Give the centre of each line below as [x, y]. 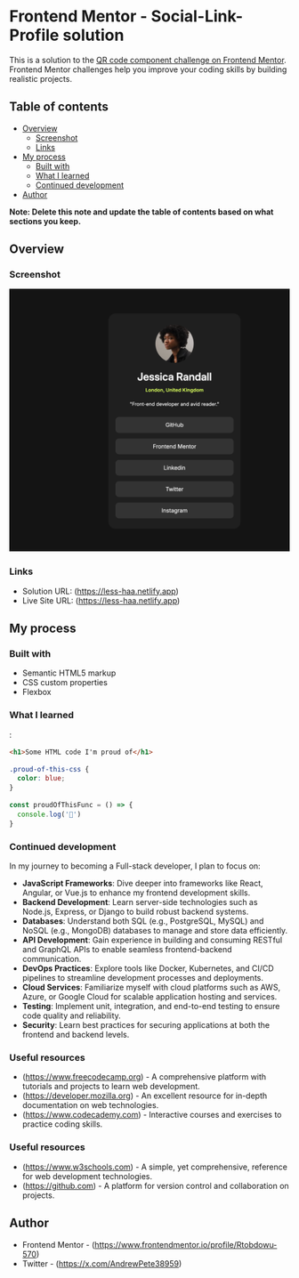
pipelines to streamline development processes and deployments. [143, 978]
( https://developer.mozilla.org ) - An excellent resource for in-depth [145, 1096]
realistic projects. [41, 78]
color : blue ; [41, 779]
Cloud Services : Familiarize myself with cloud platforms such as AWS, [151, 987]
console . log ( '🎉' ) [49, 815]
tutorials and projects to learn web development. [111, 1087]
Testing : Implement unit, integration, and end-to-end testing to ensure [151, 1007]
